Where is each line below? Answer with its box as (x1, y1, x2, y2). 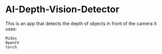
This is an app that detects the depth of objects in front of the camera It (5, 20, 157, 26)
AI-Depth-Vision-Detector (5, 4, 120, 15)
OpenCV (5, 40, 20, 45)
